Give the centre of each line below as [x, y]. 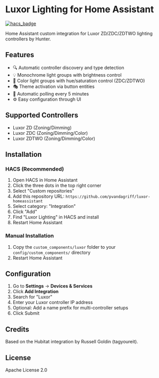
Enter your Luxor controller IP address [53, 302]
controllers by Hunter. [28, 39]
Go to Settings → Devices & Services [53, 286]
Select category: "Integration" [44, 206]
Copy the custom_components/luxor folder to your [64, 247]
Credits [17, 329]
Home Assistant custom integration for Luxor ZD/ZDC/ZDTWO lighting [79, 33]
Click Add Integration [36, 292]
